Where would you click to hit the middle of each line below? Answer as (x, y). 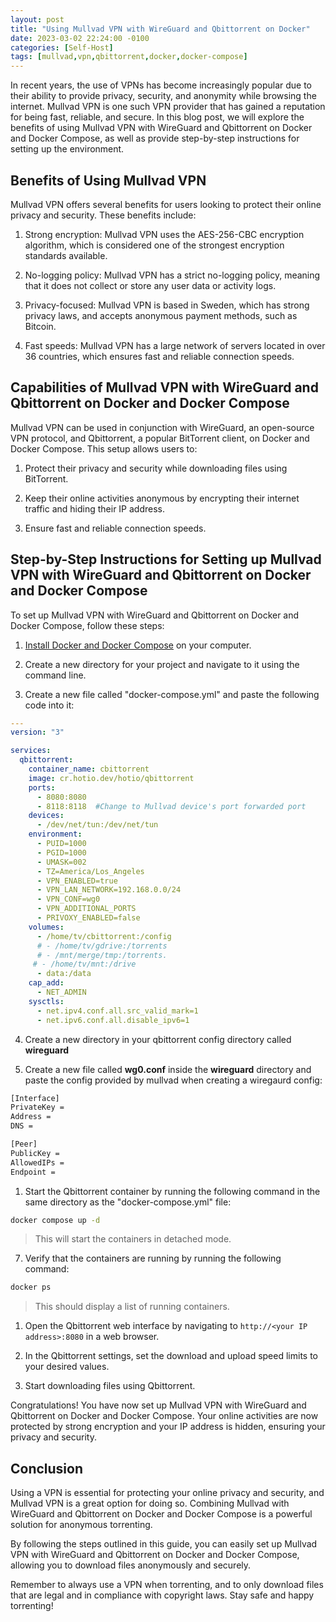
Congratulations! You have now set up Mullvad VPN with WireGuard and (158, 1405)
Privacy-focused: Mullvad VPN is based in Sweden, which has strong (167, 305)
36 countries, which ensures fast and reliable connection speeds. (159, 356)
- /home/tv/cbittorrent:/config (104, 936)
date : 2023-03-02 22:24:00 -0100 (80, 38)
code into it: (49, 705)
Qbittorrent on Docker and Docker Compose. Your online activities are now (164, 1416)
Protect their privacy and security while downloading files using (156, 468)
